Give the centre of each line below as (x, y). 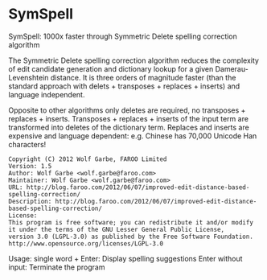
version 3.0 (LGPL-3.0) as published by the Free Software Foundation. (131, 237)
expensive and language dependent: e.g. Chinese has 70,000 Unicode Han (133, 136)
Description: (30, 201)
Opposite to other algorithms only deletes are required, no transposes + (127, 110)
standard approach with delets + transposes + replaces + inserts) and (124, 86)
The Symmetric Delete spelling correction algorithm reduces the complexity (134, 60)
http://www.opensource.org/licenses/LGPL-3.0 (86, 243)
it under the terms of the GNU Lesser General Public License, (117, 229)
